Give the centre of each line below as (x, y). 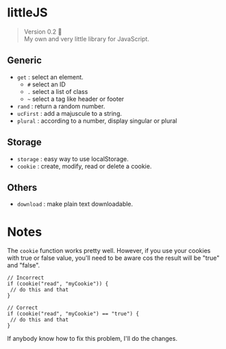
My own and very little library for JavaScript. (86, 38)
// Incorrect (26, 278)
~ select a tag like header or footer (76, 99)
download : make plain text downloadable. (75, 204)
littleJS (27, 13)
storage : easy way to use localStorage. (73, 158)
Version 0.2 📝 (43, 32)
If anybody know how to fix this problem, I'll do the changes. (92, 339)
